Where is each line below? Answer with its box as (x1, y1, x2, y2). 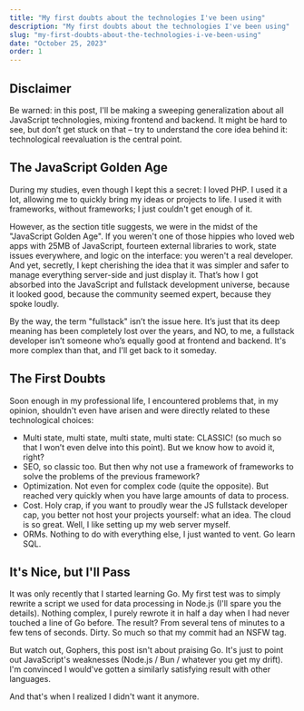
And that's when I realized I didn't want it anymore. (9, 691, 200, 702)
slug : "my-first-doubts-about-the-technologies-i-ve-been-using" (9, 30, 261, 39)
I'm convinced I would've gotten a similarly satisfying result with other (9, 664, 271, 675)
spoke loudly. (9, 298, 60, 309)
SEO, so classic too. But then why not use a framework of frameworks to (22, 460, 294, 472)
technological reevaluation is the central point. (9, 133, 182, 144)
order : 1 (9, 47, 43, 56)
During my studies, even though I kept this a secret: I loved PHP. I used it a (9, 183, 288, 195)
